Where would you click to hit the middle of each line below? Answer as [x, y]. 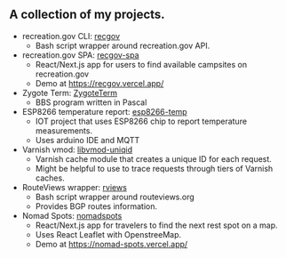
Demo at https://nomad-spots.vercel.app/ [111, 244]
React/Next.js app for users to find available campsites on [141, 64]
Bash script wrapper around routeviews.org [115, 197]
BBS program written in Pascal [91, 102]
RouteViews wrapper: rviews [74, 187]
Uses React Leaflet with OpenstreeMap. [108, 234]
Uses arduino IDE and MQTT [87, 140]
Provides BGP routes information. [96, 206]
